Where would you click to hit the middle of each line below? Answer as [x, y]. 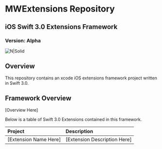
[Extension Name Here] [34, 139]
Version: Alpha [23, 41]
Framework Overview [38, 98]
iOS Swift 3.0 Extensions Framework [61, 27]
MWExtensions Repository [60, 9]
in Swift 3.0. [17, 83]
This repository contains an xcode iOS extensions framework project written [81, 78]
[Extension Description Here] [98, 139]
